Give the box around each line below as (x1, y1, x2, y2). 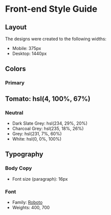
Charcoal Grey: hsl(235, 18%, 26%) (12, 126, 84, 131)
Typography (5, 150, 43, 159)
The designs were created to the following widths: (5, 36, 107, 42)
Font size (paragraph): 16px (12, 176, 68, 182)
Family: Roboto (12, 199, 43, 205)
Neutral (5, 109, 24, 116)
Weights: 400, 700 (12, 204, 50, 210)
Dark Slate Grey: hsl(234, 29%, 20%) (12, 120, 87, 126)
